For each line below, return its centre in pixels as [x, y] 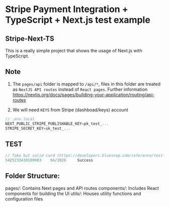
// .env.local [20, 119]
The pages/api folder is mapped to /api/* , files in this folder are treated [87, 84]
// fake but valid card [30, 156]
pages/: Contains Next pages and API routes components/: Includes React [82, 188]
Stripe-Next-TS [30, 39]
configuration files [24, 199]
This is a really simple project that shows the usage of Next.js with [74, 51]
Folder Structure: [33, 176]
